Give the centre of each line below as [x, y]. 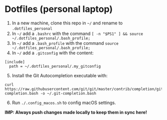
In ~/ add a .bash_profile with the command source [65, 43]
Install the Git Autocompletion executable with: [60, 75]
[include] [15, 62]
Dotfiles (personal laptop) [59, 9]
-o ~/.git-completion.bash [68, 93]
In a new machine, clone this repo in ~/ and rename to [67, 23]
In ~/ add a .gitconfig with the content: [53, 53]
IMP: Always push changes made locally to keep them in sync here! [76, 112]
